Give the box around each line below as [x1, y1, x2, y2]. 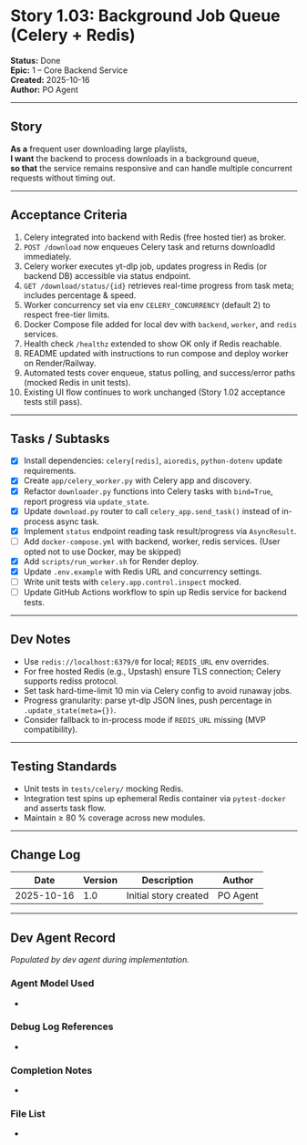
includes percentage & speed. [23, 289, 137, 301]
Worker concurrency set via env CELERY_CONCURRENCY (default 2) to [23, 299, 271, 310]
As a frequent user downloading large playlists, [10, 143, 188, 154]
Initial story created [126, 890, 209, 903]
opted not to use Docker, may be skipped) [23, 546, 181, 557]
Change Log [10, 847, 81, 862]
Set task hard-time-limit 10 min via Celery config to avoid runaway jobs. [23, 685, 292, 696]
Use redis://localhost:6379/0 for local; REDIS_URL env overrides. [23, 655, 270, 666]
